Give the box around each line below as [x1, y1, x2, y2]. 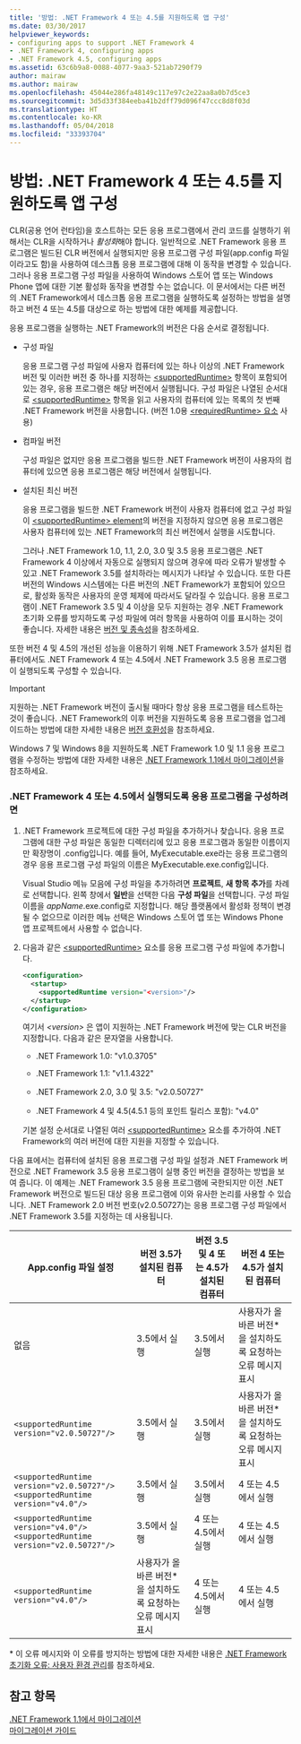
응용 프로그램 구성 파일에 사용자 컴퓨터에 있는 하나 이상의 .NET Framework [21, 360, 285, 371]
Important [9, 683, 46, 694]
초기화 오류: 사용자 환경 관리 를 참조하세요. [9, 1660, 155, 1671]
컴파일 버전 [21, 436, 62, 446]
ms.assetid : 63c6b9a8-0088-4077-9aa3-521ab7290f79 [9, 64, 202, 73]
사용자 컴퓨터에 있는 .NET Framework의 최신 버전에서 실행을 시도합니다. [21, 526, 276, 537]
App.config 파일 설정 [27, 1261, 115, 1273]
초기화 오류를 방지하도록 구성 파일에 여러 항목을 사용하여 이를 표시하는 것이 [21, 612, 284, 623]
